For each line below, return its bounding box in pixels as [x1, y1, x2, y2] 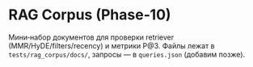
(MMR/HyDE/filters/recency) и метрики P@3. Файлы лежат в [8, 40, 215, 50]
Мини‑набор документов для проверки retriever [8, 32, 175, 42]
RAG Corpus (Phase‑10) [8, 6, 171, 24]
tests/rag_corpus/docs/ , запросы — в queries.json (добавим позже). [8, 49, 246, 59]
